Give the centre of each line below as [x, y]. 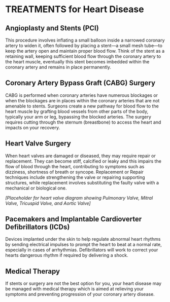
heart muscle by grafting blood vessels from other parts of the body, [77, 111]
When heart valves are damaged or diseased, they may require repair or [81, 156]
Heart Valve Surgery [38, 144]
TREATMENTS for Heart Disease [75, 9]
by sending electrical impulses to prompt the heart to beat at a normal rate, [83, 245]
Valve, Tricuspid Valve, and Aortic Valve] [48, 203]
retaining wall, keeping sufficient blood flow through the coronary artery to [83, 56]
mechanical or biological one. [36, 188]
